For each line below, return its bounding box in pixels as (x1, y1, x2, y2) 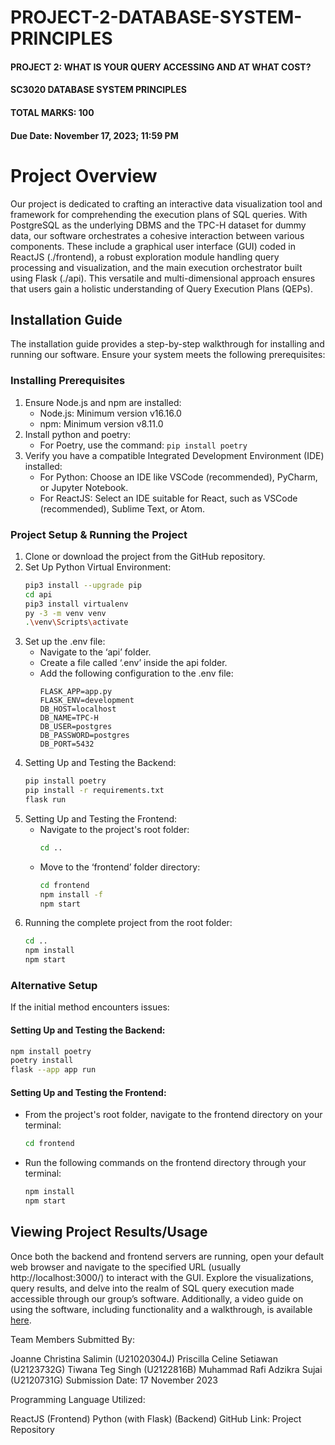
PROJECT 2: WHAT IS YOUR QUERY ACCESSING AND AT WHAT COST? (10, 61, 312, 73)
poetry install (10, 1056, 74, 1066)
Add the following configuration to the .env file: (39, 667, 234, 680)
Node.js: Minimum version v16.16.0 (39, 407, 182, 419)
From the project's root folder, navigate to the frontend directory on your (24, 1109, 323, 1121)
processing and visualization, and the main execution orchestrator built (10, 261, 303, 273)
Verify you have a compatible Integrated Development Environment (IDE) (24, 449, 325, 461)
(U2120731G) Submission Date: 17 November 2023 (10, 1374, 218, 1386)
